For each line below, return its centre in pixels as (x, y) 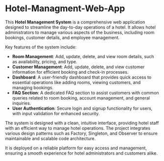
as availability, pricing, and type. (45, 61)
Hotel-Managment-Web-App (65, 9)
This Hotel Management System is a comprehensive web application (75, 22)
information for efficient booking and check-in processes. (70, 72)
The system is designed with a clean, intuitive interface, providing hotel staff (82, 123)
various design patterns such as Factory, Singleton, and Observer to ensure (81, 133)
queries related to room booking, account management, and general (81, 98)
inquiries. (22, 103)
